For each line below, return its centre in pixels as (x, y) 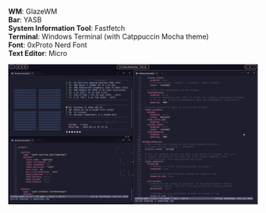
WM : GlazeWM (33, 11)
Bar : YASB (25, 20)
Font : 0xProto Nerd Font (48, 45)
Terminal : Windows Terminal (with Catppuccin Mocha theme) (109, 36)
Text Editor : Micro (38, 53)
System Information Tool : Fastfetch (66, 28)
